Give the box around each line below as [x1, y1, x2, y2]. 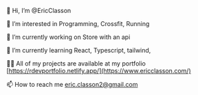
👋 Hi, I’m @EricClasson [6, 7, 71, 14]
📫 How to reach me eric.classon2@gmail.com [6, 81, 138, 88]
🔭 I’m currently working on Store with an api [6, 33, 131, 41]
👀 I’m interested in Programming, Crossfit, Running [6, 20, 150, 27]
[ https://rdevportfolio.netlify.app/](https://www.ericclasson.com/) [6, 67, 191, 74]
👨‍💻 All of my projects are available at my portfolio [6, 59, 146, 68]
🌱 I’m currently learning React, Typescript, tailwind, [6, 46, 151, 54]
